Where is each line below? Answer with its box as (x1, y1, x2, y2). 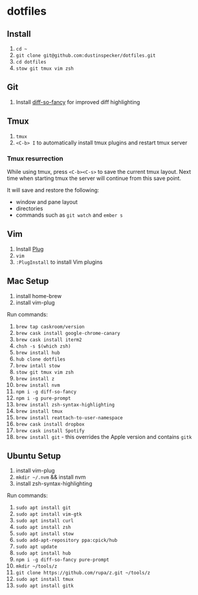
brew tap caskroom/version (15, 323, 85, 330)
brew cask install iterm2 (15, 337, 82, 343)
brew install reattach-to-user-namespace (15, 414, 123, 421)
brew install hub (15, 350, 61, 356)
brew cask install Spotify (15, 427, 85, 434)
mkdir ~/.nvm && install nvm (15, 473, 86, 481)
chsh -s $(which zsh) (15, 343, 71, 350)
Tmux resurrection (7, 154, 64, 163)
